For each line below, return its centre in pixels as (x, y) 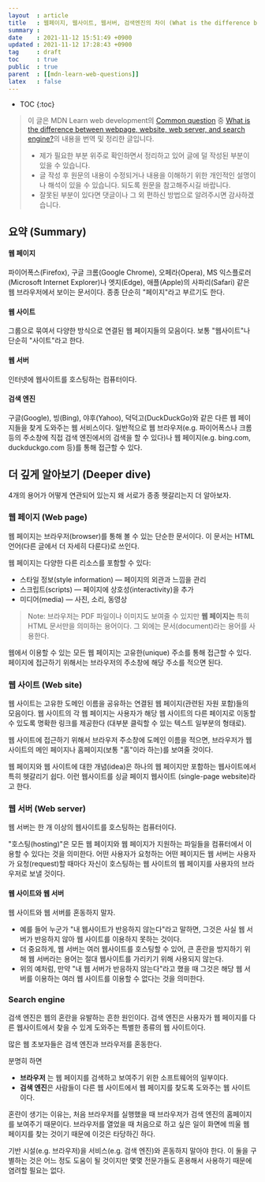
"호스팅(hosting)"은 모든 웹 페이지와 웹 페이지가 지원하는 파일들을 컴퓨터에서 (126, 844)
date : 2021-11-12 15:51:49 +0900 (70, 37)
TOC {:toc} (37, 104)
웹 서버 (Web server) (47, 809)
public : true (33, 67)
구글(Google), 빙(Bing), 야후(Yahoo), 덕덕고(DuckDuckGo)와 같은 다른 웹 (122, 417)
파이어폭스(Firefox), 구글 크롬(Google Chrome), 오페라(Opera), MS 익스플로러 (130, 272)
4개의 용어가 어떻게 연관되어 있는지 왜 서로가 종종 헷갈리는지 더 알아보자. (119, 495)
